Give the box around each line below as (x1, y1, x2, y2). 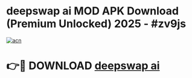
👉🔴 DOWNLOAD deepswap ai (6, 59, 160, 73)
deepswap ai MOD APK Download (6, 4, 179, 18)
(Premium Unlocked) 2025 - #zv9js (6, 17, 187, 31)
